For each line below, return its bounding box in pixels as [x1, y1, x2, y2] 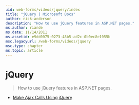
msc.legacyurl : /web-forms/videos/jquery [5, 39, 91, 44]
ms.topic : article [5, 48, 43, 53]
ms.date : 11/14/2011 [5, 30, 48, 35]
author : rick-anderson [5, 16, 52, 21]
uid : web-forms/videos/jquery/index [5, 7, 80, 12]
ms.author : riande [5, 25, 43, 30]
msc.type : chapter [5, 43, 43, 48]
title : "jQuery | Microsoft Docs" [5, 12, 76, 17]
